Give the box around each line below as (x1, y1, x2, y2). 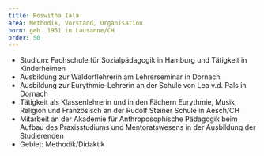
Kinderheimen (19, 64, 66, 74)
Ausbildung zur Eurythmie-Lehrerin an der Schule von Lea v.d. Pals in (19, 81, 247, 90)
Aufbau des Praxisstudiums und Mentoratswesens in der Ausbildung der (19, 123, 256, 132)
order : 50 (8, 33, 41, 42)
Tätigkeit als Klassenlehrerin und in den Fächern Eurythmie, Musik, (19, 97, 237, 107)
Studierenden (19, 131, 65, 141)
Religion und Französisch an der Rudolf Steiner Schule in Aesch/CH (19, 106, 239, 116)
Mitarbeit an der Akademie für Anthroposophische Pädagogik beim (19, 114, 239, 124)
